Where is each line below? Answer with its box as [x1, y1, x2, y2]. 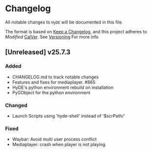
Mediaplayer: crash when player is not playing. [12, 142, 107, 148]
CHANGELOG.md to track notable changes [12, 74, 99, 80]
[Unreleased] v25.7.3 [5, 48, 71, 56]
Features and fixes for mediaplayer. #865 [12, 79, 96, 85]
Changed [5, 101, 28, 108]
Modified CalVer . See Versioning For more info [5, 34, 99, 40]
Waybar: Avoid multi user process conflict [12, 136, 97, 142]
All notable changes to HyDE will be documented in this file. [5, 19, 124, 25]
